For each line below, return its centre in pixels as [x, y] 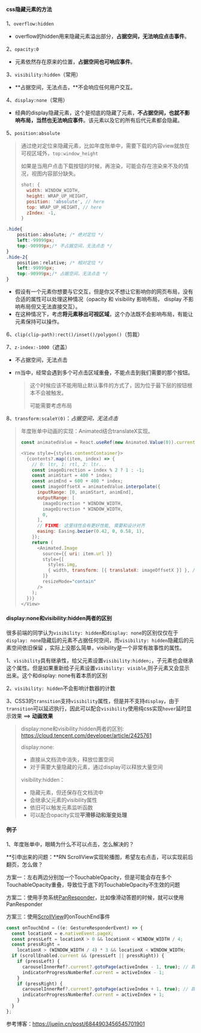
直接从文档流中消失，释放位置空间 [72, 759]
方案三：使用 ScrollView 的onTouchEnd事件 [58, 916]
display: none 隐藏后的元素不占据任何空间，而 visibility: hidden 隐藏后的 [98, 640]
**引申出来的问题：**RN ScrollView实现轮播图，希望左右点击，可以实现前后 [100, 857]
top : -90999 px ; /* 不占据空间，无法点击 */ [65, 246]
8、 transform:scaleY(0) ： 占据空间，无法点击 [62, 418]
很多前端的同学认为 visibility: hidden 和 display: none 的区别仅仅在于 [92, 632]
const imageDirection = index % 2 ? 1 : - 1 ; [88, 470]
